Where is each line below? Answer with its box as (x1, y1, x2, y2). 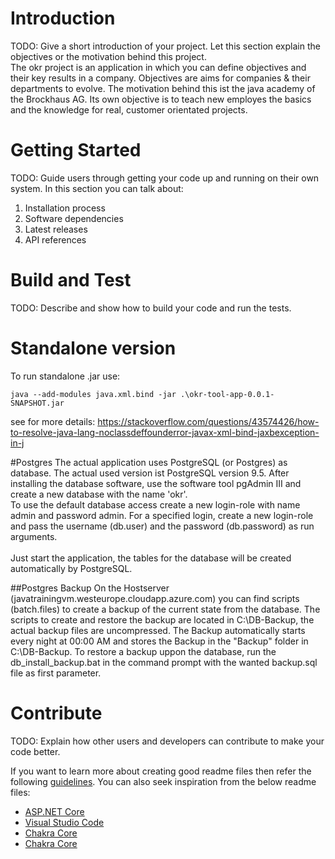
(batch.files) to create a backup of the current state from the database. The (10, 603, 321, 615)
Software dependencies (24, 212, 124, 224)
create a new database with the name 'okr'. (10, 488, 188, 500)
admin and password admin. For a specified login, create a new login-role (10, 509, 314, 521)
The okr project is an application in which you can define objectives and (10, 61, 307, 73)
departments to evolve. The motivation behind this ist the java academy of (10, 82, 316, 94)
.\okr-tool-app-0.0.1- (180, 389, 275, 399)
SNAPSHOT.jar (10, 398, 65, 408)
